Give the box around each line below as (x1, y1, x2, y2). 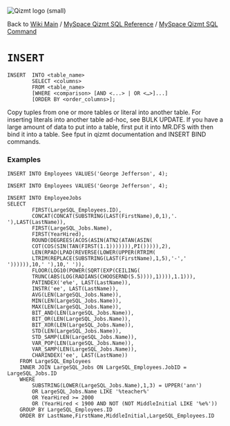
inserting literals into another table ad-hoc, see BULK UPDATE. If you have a (7, 115, 223, 124)
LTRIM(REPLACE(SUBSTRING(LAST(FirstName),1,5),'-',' (32, 255, 187, 262)
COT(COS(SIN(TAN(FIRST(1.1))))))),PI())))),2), (32, 243, 171, 250)
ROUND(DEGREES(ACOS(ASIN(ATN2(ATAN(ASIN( (32, 237, 153, 244)
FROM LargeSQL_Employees (19, 358, 91, 365)
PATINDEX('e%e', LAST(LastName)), (32, 279, 131, 286)
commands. (7, 137, 41, 145)
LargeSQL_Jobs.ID (7, 370, 57, 377)
